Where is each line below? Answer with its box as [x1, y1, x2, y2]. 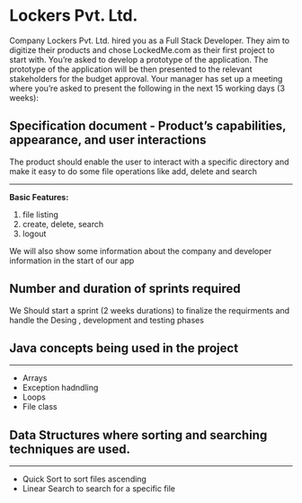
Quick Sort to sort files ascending [22, 473, 147, 485]
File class [22, 402, 58, 412]
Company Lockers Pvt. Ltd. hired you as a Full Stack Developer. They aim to [9, 35, 290, 46]
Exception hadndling [22, 383, 99, 393]
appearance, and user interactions [9, 132, 207, 148]
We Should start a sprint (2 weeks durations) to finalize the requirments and [9, 304, 290, 315]
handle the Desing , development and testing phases [9, 314, 205, 325]
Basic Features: [9, 191, 69, 202]
